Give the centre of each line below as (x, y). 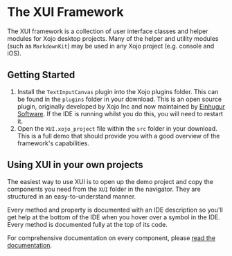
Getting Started (41, 75)
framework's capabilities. (53, 143)
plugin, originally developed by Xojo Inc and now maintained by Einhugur (121, 106)
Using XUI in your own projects (75, 165)
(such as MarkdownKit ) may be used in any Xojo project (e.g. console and (111, 46)
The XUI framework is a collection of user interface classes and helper (108, 31)
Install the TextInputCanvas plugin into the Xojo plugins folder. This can (118, 91)
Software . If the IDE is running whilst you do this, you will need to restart (120, 113)
